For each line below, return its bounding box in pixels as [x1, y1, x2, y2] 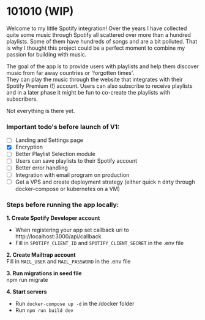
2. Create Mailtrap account [6, 251, 76, 259]
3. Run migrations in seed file [6, 269, 82, 277]
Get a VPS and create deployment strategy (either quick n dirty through [15, 178, 195, 185]
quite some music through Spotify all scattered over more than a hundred [6, 31, 192, 38]
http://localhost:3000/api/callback [15, 232, 102, 240]
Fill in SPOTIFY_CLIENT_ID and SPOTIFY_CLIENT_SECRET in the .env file [15, 239, 184, 246]
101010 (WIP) [6, 4, 74, 18]
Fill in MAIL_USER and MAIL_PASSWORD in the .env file [6, 257, 131, 265]
